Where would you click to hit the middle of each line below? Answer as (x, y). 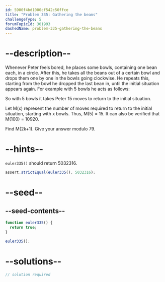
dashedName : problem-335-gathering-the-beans (54, 29)
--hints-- (24, 149)
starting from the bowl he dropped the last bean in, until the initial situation (82, 84)
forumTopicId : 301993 (28, 24)
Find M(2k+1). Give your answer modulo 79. (50, 129)
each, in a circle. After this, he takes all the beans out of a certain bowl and (82, 73)
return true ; (23, 227)
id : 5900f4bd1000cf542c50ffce (37, 10)
